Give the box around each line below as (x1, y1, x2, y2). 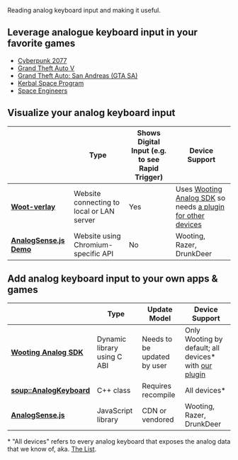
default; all (184, 343, 220, 353)
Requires (142, 381, 172, 391)
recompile (142, 390, 176, 400)
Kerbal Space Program (17, 79, 84, 87)
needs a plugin (176, 202, 225, 212)
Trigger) (134, 172, 163, 182)
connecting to (73, 197, 120, 207)
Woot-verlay (11, 202, 56, 212)
